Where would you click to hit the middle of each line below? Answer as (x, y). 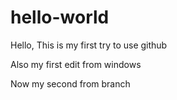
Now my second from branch (70, 83)
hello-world (60, 17)
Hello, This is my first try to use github (89, 45)
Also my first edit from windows (76, 64)
